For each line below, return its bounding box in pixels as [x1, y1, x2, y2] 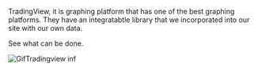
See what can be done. [8, 39, 84, 48]
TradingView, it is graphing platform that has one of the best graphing [8, 7, 235, 16]
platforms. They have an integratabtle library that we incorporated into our [8, 15, 250, 24]
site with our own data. [8, 24, 83, 32]
